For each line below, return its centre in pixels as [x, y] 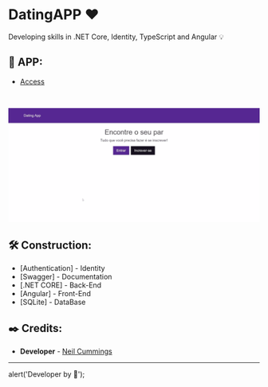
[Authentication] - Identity [62, 268]
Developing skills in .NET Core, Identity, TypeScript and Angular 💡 [116, 37]
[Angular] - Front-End [55, 294]
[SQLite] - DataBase [53, 302]
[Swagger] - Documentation [66, 277]
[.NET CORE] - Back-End [61, 285]
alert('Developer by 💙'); [47, 374]
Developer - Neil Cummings [66, 351]
